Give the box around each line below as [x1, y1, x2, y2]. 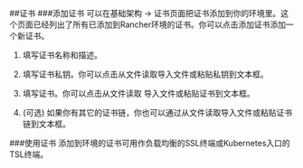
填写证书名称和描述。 [22, 50, 102, 61]
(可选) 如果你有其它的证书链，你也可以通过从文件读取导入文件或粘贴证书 [22, 107, 292, 117]
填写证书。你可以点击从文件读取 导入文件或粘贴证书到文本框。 [22, 89, 255, 98]
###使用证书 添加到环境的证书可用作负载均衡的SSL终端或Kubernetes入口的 [9, 138, 291, 148]
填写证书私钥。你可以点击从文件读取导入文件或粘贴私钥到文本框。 [22, 69, 269, 79]
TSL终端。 [9, 149, 48, 160]
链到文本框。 [22, 118, 71, 129]
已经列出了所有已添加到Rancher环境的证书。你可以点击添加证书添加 [33, 19, 287, 30]
